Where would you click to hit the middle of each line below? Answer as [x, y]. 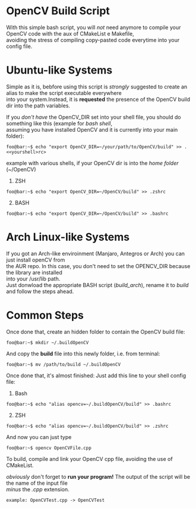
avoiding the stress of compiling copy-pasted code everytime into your [93, 40]
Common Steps [45, 315]
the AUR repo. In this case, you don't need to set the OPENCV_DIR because [98, 266]
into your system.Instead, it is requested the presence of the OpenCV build [98, 99]
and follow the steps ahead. [40, 291]
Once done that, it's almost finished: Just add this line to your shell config [96, 376]
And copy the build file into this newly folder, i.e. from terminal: [83, 354]
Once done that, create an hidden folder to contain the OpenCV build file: [96, 332]
